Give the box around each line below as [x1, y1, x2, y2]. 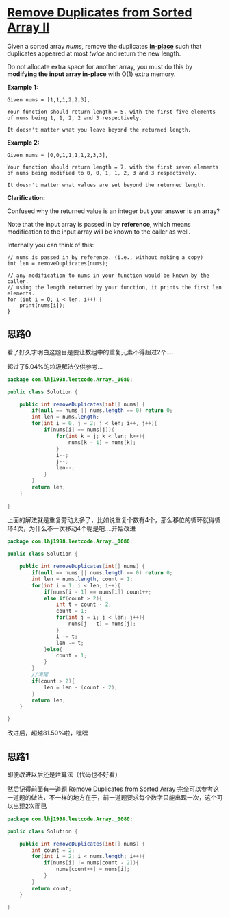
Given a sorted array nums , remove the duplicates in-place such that [7, 42, 202, 50]
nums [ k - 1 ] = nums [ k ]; [68, 439, 136, 446]
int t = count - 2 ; [55, 601, 112, 608]
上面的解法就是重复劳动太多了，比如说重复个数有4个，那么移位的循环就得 [7, 516, 216, 524]
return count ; [31, 885, 72, 892]
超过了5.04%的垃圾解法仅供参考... [7, 362, 103, 371]
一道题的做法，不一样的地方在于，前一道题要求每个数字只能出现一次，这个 [7, 793, 217, 801]
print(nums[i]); [19, 302, 66, 309]
